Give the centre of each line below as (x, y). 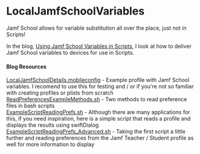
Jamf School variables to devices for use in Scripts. (70, 52)
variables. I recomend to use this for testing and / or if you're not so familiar (100, 87)
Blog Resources (27, 66)
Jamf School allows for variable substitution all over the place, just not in (96, 28)
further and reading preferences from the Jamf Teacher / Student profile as (100, 138)
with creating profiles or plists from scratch (60, 93)
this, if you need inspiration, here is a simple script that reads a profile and (98, 119)
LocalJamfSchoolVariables (76, 11)
